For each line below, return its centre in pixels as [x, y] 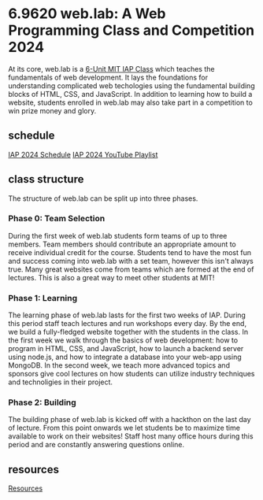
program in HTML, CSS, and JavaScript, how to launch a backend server [126, 349]
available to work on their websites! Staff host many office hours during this [131, 436]
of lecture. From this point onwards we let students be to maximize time [124, 428]
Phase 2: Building [42, 402]
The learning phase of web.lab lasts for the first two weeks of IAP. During [127, 315]
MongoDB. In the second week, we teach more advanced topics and [119, 365]
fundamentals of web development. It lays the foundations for [108, 77]
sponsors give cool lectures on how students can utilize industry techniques [131, 374]
